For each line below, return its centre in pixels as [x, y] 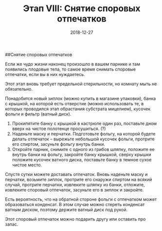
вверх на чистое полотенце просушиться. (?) [59, 128]
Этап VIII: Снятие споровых [82, 9]
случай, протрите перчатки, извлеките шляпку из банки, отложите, [75, 184]
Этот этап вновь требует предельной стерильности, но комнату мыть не [81, 84]
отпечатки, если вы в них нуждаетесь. [45, 74]
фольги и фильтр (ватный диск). [38, 114]
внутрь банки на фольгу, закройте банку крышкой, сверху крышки [81, 154]
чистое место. [27, 165]
